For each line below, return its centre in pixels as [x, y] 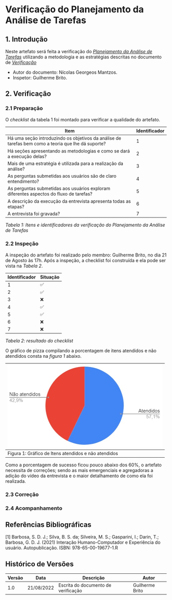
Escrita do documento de [85, 585]
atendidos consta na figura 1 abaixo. [44, 356]
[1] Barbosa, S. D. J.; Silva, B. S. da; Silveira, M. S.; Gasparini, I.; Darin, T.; [82, 537]
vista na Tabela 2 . [24, 266]
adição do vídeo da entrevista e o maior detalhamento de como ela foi [79, 476]
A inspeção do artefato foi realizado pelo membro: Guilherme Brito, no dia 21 [86, 255]
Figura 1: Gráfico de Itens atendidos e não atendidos [63, 454]
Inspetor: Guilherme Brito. [40, 78]
